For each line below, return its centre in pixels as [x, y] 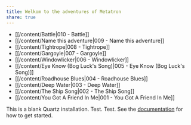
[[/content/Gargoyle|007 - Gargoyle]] [60, 53]
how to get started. [30, 115]
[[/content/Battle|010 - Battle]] [52, 34]
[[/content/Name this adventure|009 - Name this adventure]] [90, 40]
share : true [21, 17]
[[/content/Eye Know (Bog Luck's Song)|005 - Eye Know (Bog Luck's [100, 65]
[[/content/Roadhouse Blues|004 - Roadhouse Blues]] [81, 79]
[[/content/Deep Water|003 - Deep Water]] [67, 85]
